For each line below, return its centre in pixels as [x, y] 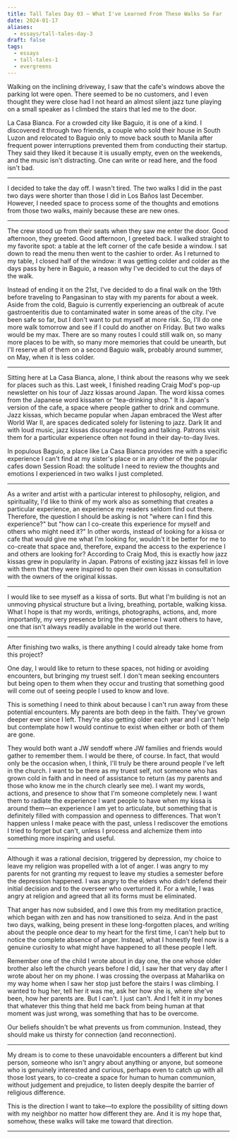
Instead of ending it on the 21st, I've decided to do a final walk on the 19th [114, 290]
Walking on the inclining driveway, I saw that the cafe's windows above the [116, 86]
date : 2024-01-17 [33, 20]
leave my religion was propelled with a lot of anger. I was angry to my [108, 866]
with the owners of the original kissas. [62, 576]
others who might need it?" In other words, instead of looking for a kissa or [116, 531]
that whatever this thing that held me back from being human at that [106, 1006]
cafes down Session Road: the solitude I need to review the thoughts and [114, 466]
